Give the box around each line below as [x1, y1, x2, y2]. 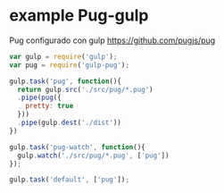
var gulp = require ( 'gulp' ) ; [9, 52, 118, 61]
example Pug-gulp [9, 5, 149, 26]
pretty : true [25, 102, 74, 111]
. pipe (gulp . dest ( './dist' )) [17, 118, 122, 128]
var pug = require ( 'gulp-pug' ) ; [9, 60, 129, 70]
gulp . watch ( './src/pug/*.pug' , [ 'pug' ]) [17, 151, 170, 160]
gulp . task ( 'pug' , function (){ [9, 77, 122, 86]
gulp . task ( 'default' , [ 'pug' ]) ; [9, 175, 129, 184]
